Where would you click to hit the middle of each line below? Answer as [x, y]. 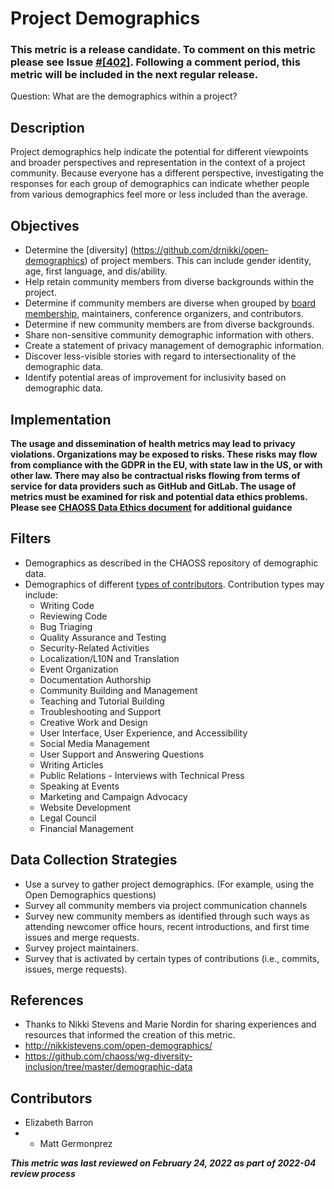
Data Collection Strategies [94, 860]
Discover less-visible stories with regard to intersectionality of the [160, 356]
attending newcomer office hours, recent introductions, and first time [167, 926]
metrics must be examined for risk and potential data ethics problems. [159, 496]
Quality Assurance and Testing [103, 637]
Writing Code [67, 605]
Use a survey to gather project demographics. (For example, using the [169, 884]
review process [43, 1174]
